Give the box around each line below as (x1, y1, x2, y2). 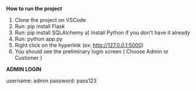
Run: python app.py (14, 36, 63, 42)
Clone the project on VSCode (14, 17, 86, 23)
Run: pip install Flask (14, 23, 65, 30)
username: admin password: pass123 (6, 77, 97, 84)
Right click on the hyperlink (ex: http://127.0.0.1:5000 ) (14, 41, 144, 49)
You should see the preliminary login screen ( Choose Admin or (14, 48, 169, 55)
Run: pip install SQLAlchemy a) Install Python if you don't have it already (14, 29, 191, 36)
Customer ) (14, 54, 43, 61)
